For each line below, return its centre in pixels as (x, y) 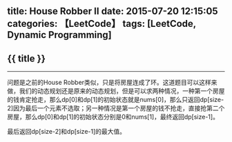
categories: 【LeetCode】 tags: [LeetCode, (102, 24)
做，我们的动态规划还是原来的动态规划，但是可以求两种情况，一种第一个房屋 (116, 91)
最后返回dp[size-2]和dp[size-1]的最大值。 (67, 132)
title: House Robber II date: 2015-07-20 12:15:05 (113, 11)
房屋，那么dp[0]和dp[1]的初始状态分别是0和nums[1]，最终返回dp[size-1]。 (113, 117)
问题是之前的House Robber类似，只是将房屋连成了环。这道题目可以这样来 (112, 83)
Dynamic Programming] (59, 35)
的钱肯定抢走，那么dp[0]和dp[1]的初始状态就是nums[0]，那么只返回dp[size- (116, 100)
